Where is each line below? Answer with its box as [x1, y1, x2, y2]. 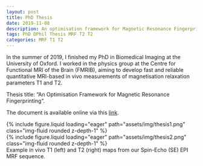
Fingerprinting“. [6, 97, 45, 104]
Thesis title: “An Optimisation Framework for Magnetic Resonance [6, 91, 170, 98]
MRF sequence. [6, 153, 45, 160]
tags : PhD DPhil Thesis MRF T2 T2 [6, 31, 94, 37]
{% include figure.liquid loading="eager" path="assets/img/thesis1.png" [6, 121, 185, 127]
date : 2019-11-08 [6, 20, 50, 26]
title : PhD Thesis [6, 14, 53, 21]
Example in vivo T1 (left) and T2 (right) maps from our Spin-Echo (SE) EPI [6, 146, 188, 153]
